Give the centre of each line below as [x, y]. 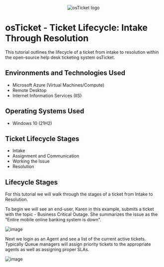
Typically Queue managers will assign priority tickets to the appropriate [78, 244]
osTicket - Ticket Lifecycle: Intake [77, 28]
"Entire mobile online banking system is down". [53, 220]
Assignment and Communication [46, 156]
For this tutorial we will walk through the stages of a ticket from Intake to [79, 194]
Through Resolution [47, 39]
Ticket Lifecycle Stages [42, 138]
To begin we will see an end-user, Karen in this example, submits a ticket [80, 209]
